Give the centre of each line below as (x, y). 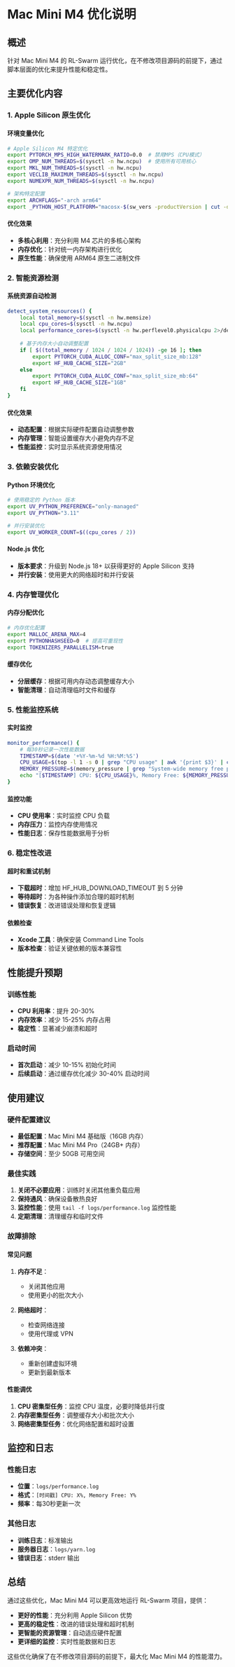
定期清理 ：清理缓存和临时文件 (60, 1216)
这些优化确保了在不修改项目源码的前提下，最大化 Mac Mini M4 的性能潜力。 (116, 1656)
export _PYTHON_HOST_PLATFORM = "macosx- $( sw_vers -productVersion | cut (114, 207)
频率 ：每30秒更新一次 (49, 1504)
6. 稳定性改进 (29, 853)
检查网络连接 (46, 1324)
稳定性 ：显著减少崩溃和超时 (57, 1029)
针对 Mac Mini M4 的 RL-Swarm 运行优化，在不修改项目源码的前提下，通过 (115, 61)
